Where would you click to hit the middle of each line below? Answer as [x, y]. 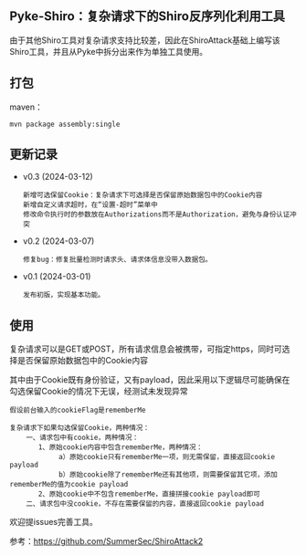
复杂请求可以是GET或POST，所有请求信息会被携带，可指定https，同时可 [146, 349]
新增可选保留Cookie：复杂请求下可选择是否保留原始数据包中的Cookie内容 [142, 195]
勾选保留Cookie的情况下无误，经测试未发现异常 [99, 392]
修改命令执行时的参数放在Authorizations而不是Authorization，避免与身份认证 [156, 215]
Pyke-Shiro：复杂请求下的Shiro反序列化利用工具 [148, 16]
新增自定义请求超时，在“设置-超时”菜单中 [90, 205]
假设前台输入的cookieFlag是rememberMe [78, 410]
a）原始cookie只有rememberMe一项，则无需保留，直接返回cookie [167, 457]
